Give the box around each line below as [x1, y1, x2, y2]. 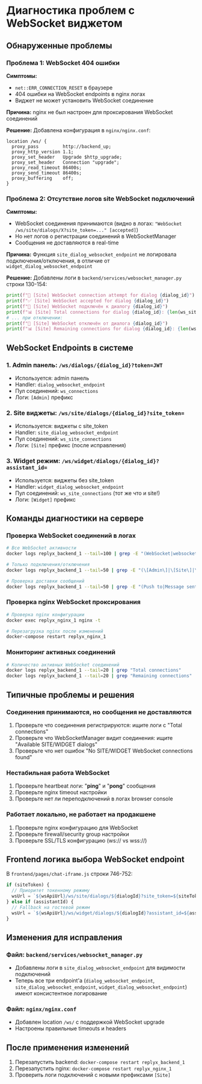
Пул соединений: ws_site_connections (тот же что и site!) [14, 489, 161, 497]
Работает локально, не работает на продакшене [6, 810, 156, 818]
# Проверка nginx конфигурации [6, 611, 85, 617]
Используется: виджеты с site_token [14, 422, 108, 430]
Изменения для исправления [6, 932, 123, 942]
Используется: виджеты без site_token [14, 476, 114, 483]
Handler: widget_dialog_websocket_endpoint [14, 483, 124, 490]
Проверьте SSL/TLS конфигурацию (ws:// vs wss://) [14, 837, 147, 844]
